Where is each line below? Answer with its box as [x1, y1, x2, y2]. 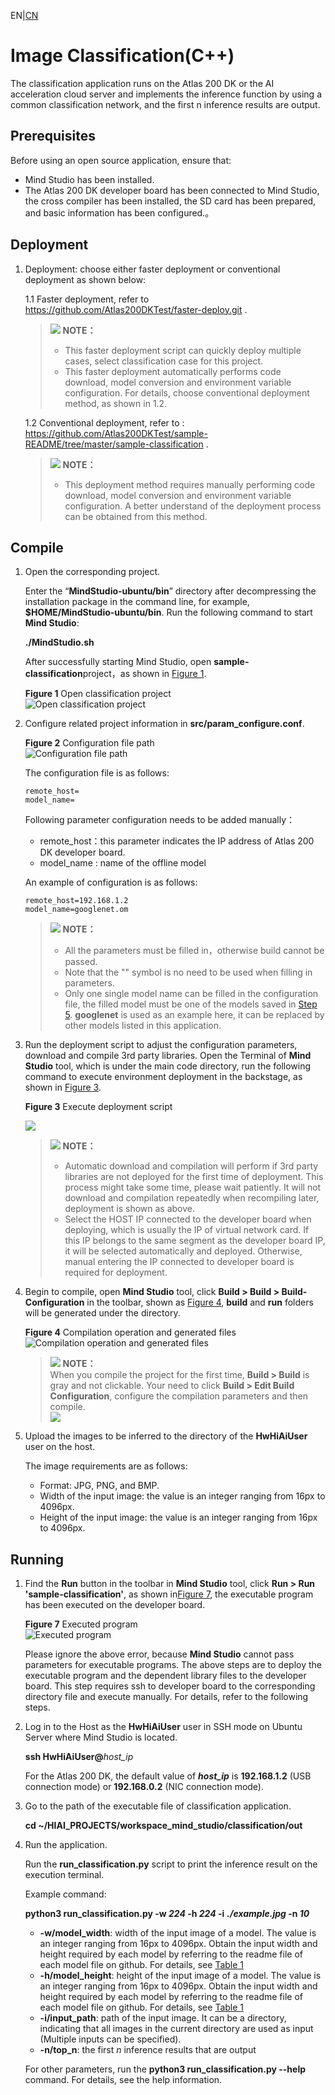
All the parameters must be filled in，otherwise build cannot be [64, 945, 325, 957]
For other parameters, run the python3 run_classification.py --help [24, 2063, 307, 2075]
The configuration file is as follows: [24, 767, 170, 779]
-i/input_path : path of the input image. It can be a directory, [39, 2012, 287, 2024]
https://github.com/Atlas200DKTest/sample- [24, 427, 208, 439]
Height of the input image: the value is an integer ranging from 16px [39, 1511, 318, 1524]
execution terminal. [24, 1869, 105, 1881]
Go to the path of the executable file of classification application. [24, 1800, 292, 1812]
